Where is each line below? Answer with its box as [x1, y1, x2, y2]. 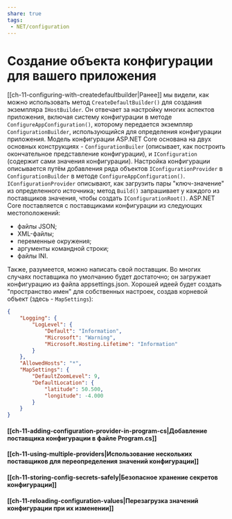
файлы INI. [17, 252, 48, 261]
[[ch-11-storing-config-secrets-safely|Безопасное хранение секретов [7, 473, 218, 481]
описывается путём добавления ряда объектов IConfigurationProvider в [7, 165, 223, 173]
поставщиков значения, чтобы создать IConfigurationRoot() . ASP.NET [7, 194, 215, 202]
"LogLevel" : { [32, 321, 73, 329]
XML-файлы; [17, 230, 54, 238]
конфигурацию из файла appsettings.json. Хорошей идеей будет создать [7, 280, 222, 288]
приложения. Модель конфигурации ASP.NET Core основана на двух [7, 135, 212, 143]
